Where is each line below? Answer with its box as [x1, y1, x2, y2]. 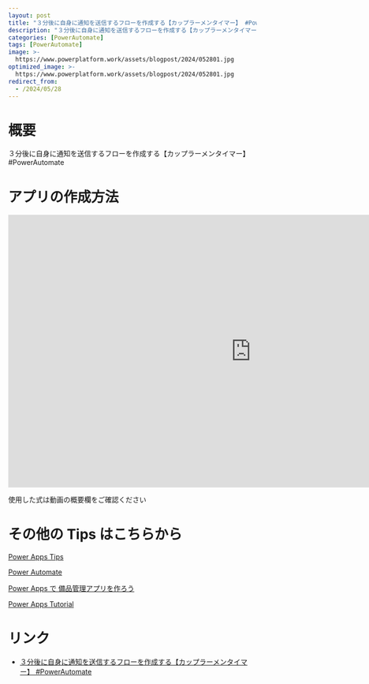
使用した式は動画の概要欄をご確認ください [8, 495, 147, 505]
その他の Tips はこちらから [8, 525, 183, 544]
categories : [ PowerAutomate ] [8, 33, 104, 42]
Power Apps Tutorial [8, 600, 74, 609]
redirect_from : [8, 77, 58, 85]
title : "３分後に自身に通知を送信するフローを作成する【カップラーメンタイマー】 [8, 19, 242, 27]
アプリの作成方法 [8, 188, 120, 206]
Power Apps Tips [8, 552, 65, 562]
